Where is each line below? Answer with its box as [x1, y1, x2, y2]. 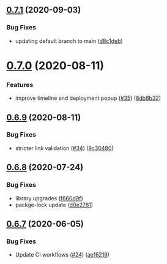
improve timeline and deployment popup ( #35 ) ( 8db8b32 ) [15, 94, 161, 102]
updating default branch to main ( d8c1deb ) [15, 37, 124, 45]
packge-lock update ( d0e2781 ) [15, 201, 94, 208]
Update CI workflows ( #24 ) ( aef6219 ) [15, 251, 110, 258]
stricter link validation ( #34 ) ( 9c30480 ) [15, 144, 114, 152]
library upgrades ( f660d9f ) [15, 194, 84, 202]
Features [6, 80, 34, 89]
